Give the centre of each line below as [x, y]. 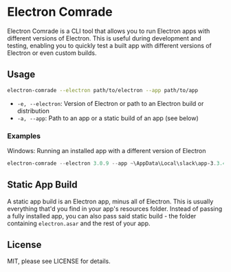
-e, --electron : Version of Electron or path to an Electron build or [110, 103]
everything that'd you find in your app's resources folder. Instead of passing [115, 208]
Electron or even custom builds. [52, 53]
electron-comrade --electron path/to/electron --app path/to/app [102, 90]
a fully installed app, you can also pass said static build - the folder [102, 216]
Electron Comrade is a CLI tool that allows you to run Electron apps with [109, 31]
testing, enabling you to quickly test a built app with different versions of [109, 45]
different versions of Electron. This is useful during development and [104, 38]
